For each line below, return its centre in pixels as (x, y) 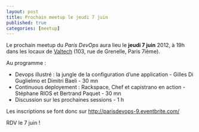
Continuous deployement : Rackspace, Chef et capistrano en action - (100, 87)
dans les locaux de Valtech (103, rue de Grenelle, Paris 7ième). (83, 52)
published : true (26, 23)
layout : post (22, 12)
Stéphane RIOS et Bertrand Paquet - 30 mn (68, 93)
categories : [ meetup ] (33, 28)
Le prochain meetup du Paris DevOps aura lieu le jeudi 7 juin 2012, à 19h (96, 45)
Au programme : (26, 63)
